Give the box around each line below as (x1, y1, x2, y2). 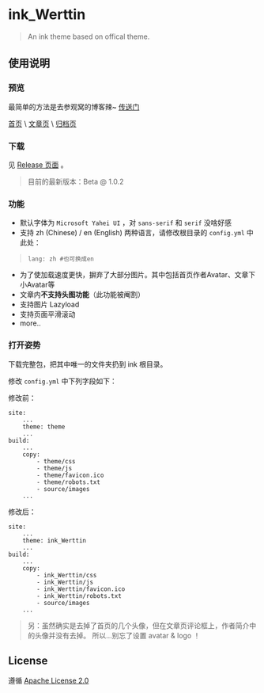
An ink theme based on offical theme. (27, 32, 150, 41)
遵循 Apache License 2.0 (8, 676, 89, 686)
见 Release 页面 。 (8, 160, 68, 169)
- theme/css (36, 457, 77, 465)
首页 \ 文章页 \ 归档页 (8, 119, 77, 128)
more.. (19, 318, 41, 328)
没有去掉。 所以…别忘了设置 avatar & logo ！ (55, 630, 201, 640)
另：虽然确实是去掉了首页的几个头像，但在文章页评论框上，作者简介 (27, 620, 250, 630)
